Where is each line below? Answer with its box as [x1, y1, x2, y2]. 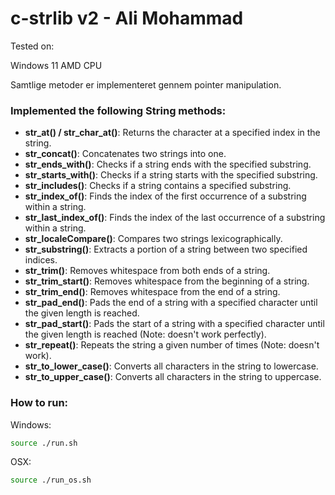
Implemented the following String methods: [10, 103, 227, 117]
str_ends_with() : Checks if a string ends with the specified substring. [24, 158, 312, 171]
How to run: [10, 396, 69, 410]
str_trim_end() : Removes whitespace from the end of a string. [24, 286, 281, 298]
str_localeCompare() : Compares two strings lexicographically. [24, 233, 283, 245]
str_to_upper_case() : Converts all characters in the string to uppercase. [24, 371, 322, 383]
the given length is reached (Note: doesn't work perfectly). [24, 328, 267, 341]
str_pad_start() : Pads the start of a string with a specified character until [24, 318, 325, 330]
